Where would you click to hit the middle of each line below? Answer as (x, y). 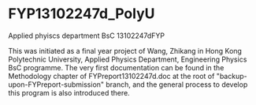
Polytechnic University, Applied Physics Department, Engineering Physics (128, 59)
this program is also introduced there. (69, 92)
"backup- (232, 76)
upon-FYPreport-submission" (56, 84)
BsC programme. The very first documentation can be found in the (116, 67)
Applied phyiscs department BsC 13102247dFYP (87, 36)
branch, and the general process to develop (177, 84)
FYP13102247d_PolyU (82, 14)
